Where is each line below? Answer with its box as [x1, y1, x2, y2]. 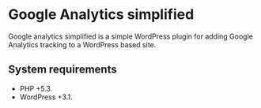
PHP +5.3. [19, 84, 53, 93]
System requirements [8, 63, 117, 76]
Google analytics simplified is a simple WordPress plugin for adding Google [8, 32, 253, 41]
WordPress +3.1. [19, 92, 73, 102]
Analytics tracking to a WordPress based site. [8, 39, 157, 49]
